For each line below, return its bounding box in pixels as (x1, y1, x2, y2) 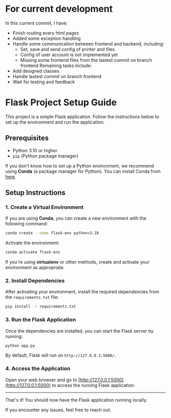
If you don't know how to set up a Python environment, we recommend (5, 162, 154, 169)
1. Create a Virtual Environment (5, 204, 84, 211)
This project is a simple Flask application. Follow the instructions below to (5, 113, 159, 120)
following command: (5, 221, 48, 227)
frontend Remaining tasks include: (20, 62, 92, 68)
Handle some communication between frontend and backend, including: (12, 40, 164, 47)
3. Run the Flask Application (5, 316, 76, 323)
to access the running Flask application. (51, 382, 136, 388)
